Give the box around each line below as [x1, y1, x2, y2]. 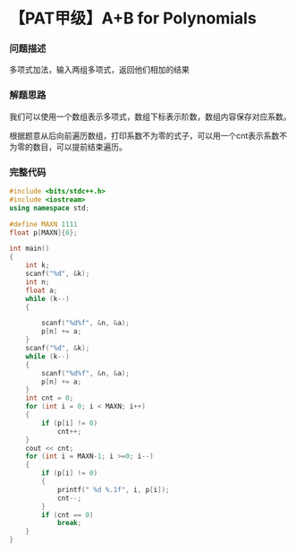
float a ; [25, 286, 58, 295]
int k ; [25, 261, 50, 270]
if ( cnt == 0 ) [41, 510, 94, 520]
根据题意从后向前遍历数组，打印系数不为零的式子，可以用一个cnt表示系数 [9, 130, 280, 141]
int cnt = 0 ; [25, 393, 74, 403]
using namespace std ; [9, 203, 90, 212]
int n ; [25, 277, 50, 287]
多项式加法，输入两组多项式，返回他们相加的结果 [9, 65, 190, 75]
